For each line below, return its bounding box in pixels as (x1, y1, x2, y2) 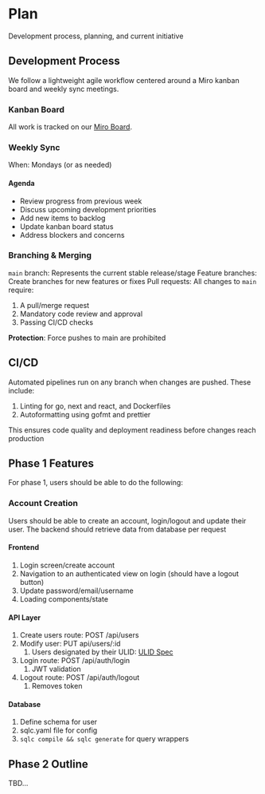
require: (8, 285, 34, 294)
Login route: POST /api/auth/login (19, 656, 131, 666)
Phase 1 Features (8, 456, 94, 471)
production (8, 433, 45, 443)
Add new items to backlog (19, 213, 106, 223)
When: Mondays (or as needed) (8, 160, 112, 170)
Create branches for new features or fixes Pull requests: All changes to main (8, 276, 257, 286)
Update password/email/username (19, 586, 134, 595)
